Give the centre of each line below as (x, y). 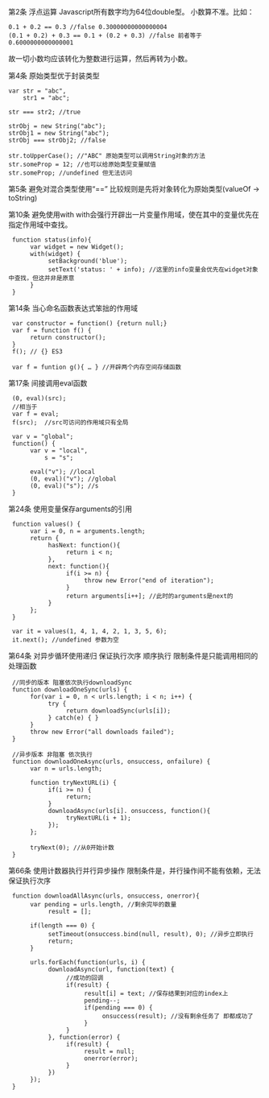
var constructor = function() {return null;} (89, 324)
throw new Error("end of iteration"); (149, 580)
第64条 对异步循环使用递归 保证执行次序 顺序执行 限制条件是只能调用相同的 (133, 656)
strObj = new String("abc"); (57, 126)
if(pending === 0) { (118, 1008)
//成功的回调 (85, 978)
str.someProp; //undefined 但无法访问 (70, 173)
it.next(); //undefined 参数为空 (65, 640)
